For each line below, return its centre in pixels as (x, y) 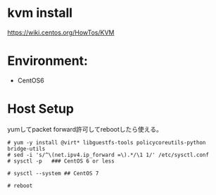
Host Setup (41, 109)
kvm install (40, 13)
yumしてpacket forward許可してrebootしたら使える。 (85, 129)
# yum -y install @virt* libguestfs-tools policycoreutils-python (107, 142)
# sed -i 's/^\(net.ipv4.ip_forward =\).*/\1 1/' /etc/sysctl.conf (108, 155)
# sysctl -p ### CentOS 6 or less (61, 161)
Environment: (47, 61)
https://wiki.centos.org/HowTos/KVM (61, 32)
